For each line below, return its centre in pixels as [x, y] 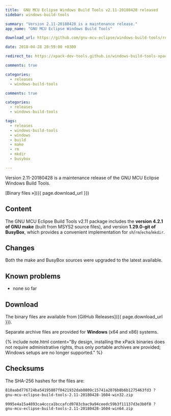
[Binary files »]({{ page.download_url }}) [47, 193]
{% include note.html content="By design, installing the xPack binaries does [85, 342]
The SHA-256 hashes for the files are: [45, 381]
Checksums [25, 368]
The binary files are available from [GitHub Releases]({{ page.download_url [84, 317]
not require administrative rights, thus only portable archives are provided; [83, 347]
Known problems [33, 276]
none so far [25, 288]
